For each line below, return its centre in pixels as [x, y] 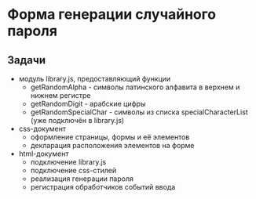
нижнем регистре [60, 95]
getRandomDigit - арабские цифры [88, 104]
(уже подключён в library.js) [77, 120]
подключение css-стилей [73, 170]
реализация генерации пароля [82, 179]
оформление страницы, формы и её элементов [110, 137]
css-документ [42, 128]
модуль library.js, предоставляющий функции [95, 79]
